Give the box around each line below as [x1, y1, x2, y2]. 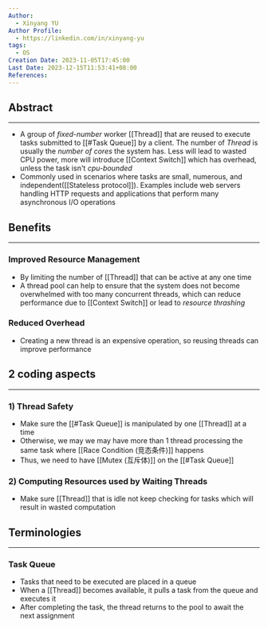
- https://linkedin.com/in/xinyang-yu [15, 34, 145, 42]
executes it [19, 594, 57, 604]
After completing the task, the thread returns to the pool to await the [19, 602, 245, 612]
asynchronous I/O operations [19, 198, 116, 207]
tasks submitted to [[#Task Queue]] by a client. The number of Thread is [19, 138, 258, 148]
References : [8, 71, 48, 79]
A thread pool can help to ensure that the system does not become [19, 281, 241, 290]
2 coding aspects [8, 367, 97, 381]
